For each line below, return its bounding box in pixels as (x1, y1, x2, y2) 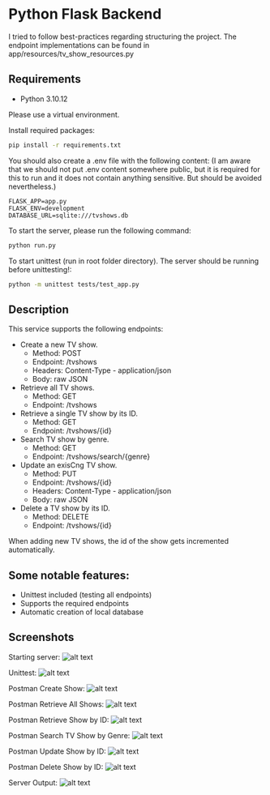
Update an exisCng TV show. (19, 460, 118, 470)
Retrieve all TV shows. (19, 383, 95, 393)
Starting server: (8, 652, 61, 661)
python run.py (8, 241, 57, 250)
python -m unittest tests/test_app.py (8, 280, 139, 289)
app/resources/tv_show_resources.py (8, 49, 135, 58)
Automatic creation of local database (19, 607, 144, 617)
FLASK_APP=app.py (8, 197, 67, 205)
